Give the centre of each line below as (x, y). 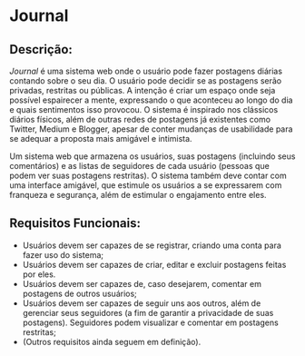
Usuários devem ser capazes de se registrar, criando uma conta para (152, 245)
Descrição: (41, 49)
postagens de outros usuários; (80, 293)
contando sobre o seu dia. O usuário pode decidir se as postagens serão (146, 81)
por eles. (39, 274)
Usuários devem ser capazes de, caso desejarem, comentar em (142, 283)
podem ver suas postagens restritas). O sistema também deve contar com (148, 175)
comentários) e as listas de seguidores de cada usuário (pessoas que (139, 166)
